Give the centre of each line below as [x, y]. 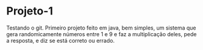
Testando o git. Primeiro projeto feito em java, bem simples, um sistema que [101, 28]
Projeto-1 [30, 11]
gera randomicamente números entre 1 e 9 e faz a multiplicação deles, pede [101, 34]
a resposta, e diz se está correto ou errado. [60, 40]
